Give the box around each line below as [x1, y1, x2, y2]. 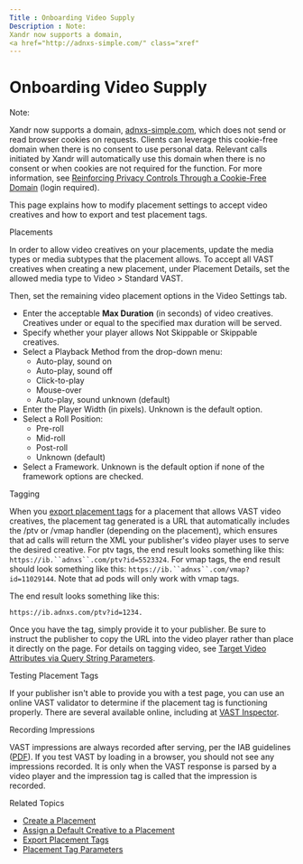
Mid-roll [35, 432, 66, 443]
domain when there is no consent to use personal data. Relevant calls [9, 144, 268, 154]
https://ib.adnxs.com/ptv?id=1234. [9, 609, 143, 618]
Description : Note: [9, 22, 87, 31]
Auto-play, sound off [35, 366, 113, 376]
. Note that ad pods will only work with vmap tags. [53, 573, 240, 584]
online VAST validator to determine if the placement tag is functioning [9, 697, 268, 709]
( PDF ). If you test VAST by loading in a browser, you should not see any [9, 751, 275, 763]
